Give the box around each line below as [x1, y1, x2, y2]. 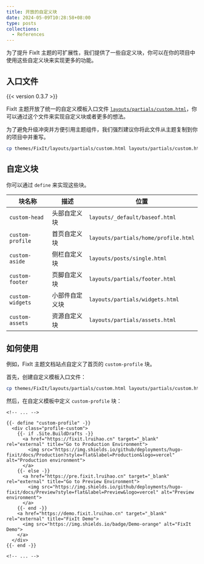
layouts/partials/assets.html [89, 316, 176, 323]
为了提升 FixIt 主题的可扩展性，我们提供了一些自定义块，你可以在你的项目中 [6, 49, 195, 57]
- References [12, 32, 45, 38]
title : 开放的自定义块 [6, 9, 58, 15]
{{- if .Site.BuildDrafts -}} [17, 431, 94, 437]
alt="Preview [161, 489, 194, 496]
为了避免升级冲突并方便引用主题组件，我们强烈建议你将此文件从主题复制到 [6, 125, 192, 133]
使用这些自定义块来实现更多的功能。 [6, 57, 97, 64]
